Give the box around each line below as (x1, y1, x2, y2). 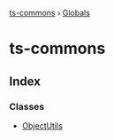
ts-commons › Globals (9, 8, 91, 18)
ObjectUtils (21, 120, 64, 131)
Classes (9, 100, 45, 113)
